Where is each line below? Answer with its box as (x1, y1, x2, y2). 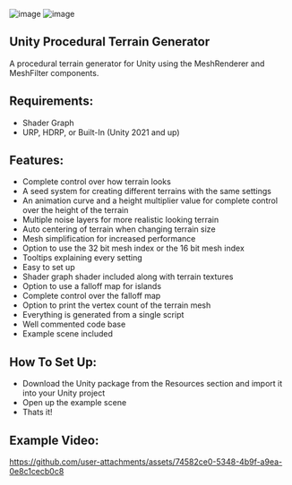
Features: (9, 153, 64, 168)
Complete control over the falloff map (21, 291, 161, 302)
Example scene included (21, 328, 114, 339)
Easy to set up (21, 262, 75, 273)
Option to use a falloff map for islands (21, 281, 162, 292)
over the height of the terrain (21, 205, 129, 216)
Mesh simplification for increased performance (21, 234, 196, 244)
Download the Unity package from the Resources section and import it (21, 379, 283, 389)
